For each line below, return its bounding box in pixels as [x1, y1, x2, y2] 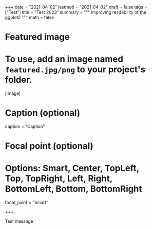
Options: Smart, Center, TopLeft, [5, 163, 139, 174]
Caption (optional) [5, 107, 80, 119]
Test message [5, 218, 33, 224]
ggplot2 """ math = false [5, 15, 54, 20]
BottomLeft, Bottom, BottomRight [5, 183, 142, 194]
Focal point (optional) [5, 141, 94, 152]
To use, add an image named [5, 53, 123, 65]
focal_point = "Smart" [5, 199, 49, 206]
